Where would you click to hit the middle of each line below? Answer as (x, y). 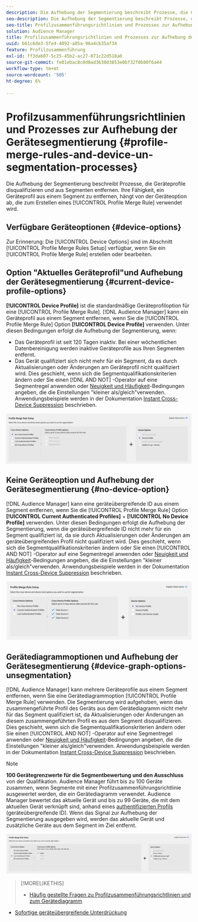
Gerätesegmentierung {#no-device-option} (88, 489)
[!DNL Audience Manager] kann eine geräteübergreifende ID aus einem (93, 504)
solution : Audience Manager (41, 31)
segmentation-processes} (72, 167)
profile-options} (36, 291)
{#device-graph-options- (138, 666)
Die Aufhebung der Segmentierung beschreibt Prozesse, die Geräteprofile (96, 184)
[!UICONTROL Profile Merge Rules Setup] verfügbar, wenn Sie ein (86, 247)
